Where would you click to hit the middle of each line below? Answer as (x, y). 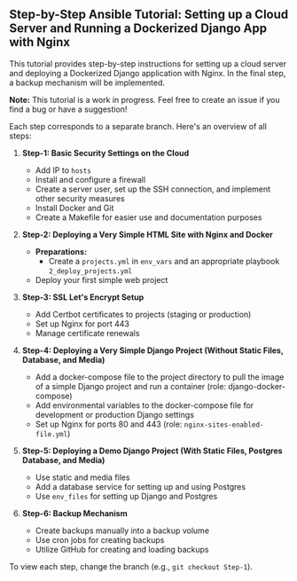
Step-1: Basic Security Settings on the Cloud (106, 153)
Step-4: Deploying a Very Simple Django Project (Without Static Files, (152, 350)
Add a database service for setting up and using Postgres (141, 486)
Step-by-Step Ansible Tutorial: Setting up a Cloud (149, 15)
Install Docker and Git (74, 208)
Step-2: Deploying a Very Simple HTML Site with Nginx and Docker (147, 234)
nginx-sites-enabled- (224, 425)
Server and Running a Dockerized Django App (138, 29)
